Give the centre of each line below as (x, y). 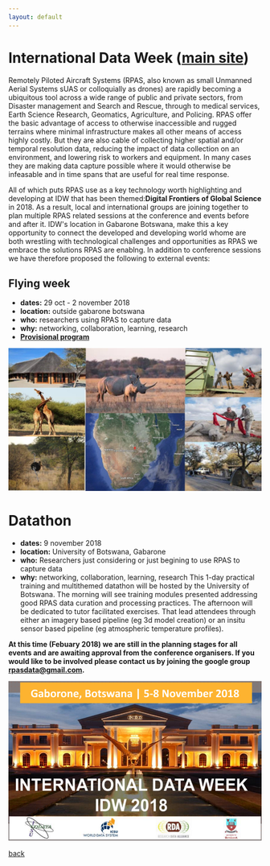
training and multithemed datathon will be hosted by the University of (135, 586)
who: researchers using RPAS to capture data (96, 320)
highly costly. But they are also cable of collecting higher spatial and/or (126, 140)
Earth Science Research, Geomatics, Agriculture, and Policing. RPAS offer (130, 114)
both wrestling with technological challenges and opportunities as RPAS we (133, 241)
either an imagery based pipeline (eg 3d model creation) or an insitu (133, 620)
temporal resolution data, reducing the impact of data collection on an (124, 148)
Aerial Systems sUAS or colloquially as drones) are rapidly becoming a (125, 89)
